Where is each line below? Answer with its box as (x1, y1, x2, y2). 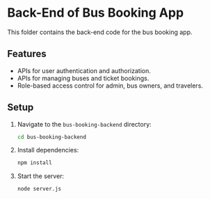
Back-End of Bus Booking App (7, 5, 184, 21)
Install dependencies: (17, 146, 79, 154)
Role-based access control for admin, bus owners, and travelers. (17, 81, 204, 90)
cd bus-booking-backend (17, 134, 87, 141)
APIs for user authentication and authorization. (17, 66, 151, 74)
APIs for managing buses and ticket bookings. (17, 74, 150, 82)
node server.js (17, 186, 62, 193)
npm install (17, 159, 52, 166)
